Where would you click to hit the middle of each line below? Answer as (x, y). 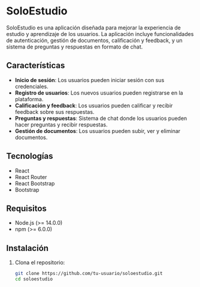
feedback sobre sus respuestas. (54, 111)
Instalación (28, 248)
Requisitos (26, 208)
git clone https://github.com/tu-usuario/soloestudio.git (89, 274)
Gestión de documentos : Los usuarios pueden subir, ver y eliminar (98, 131)
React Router (31, 177)
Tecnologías (30, 156)
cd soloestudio (34, 279)
